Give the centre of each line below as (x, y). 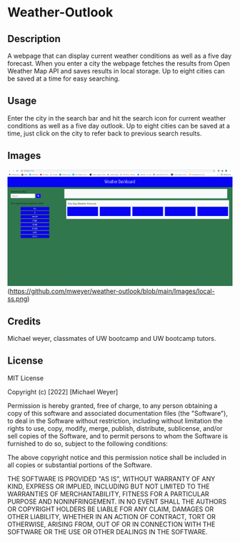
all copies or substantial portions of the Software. (80, 465)
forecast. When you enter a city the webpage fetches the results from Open (119, 63)
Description (34, 39)
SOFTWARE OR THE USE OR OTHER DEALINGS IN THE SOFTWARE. (107, 531)
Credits (24, 321)
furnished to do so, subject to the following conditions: (87, 444)
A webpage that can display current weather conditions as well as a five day (120, 56)
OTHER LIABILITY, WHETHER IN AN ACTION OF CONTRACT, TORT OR (111, 516)
